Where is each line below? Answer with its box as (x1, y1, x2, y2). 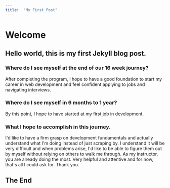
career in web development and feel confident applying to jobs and (5, 81, 145, 87)
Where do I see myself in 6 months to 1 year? (5, 99, 117, 106)
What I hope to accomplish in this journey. (5, 123, 111, 130)
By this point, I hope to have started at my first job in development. (5, 111, 144, 117)
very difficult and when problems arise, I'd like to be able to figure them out (5, 146, 162, 152)
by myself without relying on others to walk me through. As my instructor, (5, 151, 158, 157)
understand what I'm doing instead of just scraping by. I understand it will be (5, 140, 165, 147)
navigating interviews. (5, 86, 52, 92)
